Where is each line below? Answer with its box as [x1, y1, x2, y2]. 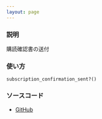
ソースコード [6, 92, 44, 100]
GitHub [15, 106, 34, 113]
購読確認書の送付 [6, 45, 49, 52]
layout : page [6, 9, 40, 15]
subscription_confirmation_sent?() [6, 76, 97, 82]
